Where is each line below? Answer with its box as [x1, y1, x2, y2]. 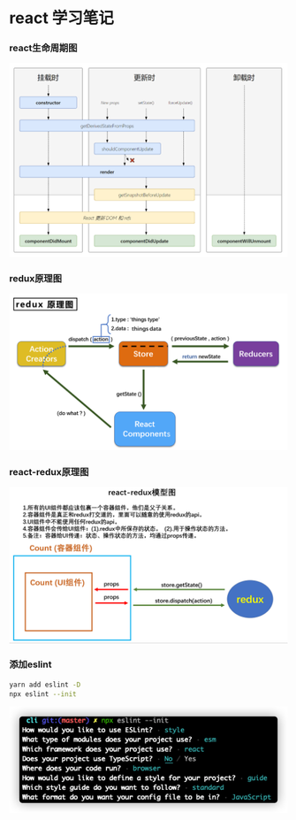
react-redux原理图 [9, 465, 89, 478]
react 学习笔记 [9, 8, 115, 28]
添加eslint [9, 658, 52, 671]
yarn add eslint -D [9, 680, 81, 689]
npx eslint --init [9, 689, 77, 699]
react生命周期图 [9, 42, 78, 54]
